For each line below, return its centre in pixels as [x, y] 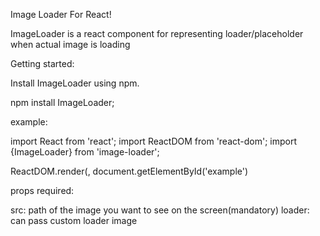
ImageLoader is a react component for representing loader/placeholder [157, 33]
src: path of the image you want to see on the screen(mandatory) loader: [160, 210]
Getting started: [42, 63]
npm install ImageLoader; [62, 102]
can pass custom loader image [74, 220]
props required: [42, 190]
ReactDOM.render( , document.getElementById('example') [129, 171]
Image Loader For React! [61, 14]
